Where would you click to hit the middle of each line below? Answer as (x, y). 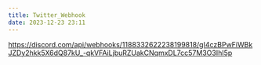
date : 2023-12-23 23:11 (47, 22)
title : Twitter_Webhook (47, 15)
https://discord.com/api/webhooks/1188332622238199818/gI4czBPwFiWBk (130, 44)
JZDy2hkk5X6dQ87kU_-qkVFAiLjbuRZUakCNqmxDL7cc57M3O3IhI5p (120, 53)
